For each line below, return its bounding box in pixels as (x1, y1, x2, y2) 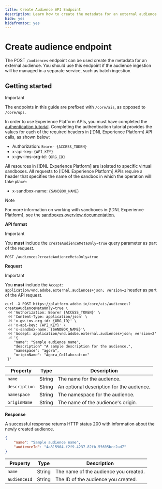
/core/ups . (5, 110, 26, 115)
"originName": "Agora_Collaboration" (14, 352, 90, 357)
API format (5, 221, 28, 227)
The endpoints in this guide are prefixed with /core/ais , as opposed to (5, 104, 146, 110)
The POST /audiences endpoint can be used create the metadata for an (5, 58, 147, 63)
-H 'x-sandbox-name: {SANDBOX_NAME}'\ (7, 327, 86, 332)
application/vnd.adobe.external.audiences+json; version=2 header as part (5, 287, 157, 293)
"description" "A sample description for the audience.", (14, 344, 133, 349)
